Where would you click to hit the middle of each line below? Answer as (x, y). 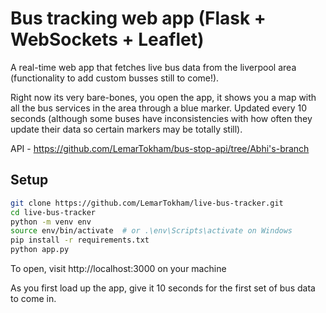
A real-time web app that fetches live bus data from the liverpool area (153, 67)
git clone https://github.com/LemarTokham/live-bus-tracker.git (147, 203)
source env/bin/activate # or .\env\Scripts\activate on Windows (151, 231)
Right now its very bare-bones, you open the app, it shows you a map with (163, 97)
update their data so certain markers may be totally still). (126, 129)
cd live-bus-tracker (53, 212)
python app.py (40, 250)
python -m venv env (51, 222)
